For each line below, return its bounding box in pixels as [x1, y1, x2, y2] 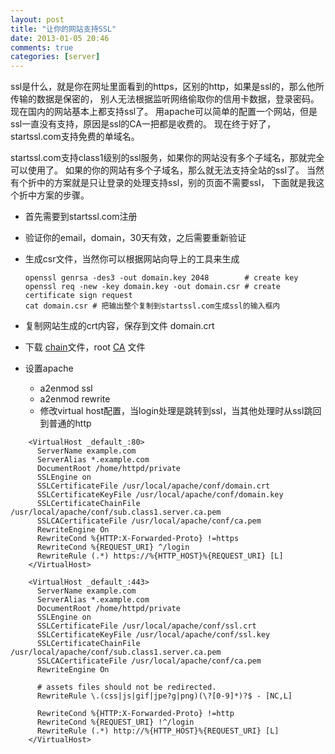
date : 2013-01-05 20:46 [10, 33, 110, 43]
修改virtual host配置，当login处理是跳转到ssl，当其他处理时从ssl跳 [39, 405, 313, 417]
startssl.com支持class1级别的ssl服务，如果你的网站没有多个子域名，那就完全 [10, 152, 325, 164]
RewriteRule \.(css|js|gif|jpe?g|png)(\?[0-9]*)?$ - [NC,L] [36, 691, 293, 701]
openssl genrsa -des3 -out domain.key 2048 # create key [24, 273, 299, 283]
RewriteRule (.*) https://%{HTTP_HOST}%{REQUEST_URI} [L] [36, 551, 284, 561]
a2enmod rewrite [39, 393, 111, 405]
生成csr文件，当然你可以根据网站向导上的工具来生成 [24, 253, 240, 265]
